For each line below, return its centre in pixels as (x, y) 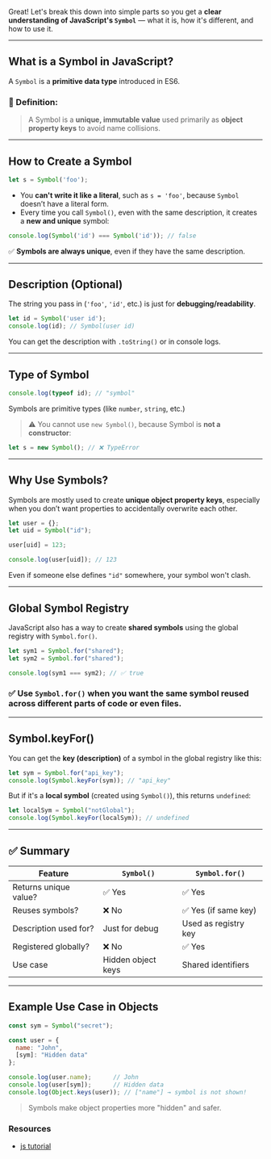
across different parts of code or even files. (95, 704)
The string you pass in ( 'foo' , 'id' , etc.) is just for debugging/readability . (132, 304)
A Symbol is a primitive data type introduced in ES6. (94, 81)
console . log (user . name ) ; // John (73, 1077)
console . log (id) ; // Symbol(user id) (72, 326)
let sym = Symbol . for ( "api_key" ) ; (67, 773)
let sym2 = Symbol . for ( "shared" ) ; (67, 658)
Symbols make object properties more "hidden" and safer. (125, 1107)
